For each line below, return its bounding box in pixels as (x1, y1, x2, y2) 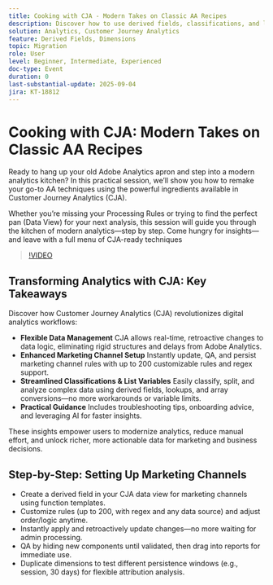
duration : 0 (8, 73, 49, 81)
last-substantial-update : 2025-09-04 (8, 80, 136, 88)
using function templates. (19, 498, 106, 508)
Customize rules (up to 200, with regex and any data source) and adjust (19, 506, 261, 516)
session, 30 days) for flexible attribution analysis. (19, 567, 185, 577)
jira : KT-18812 (8, 87, 60, 96)
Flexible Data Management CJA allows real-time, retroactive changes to (19, 333, 264, 343)
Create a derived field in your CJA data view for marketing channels (19, 489, 248, 499)
